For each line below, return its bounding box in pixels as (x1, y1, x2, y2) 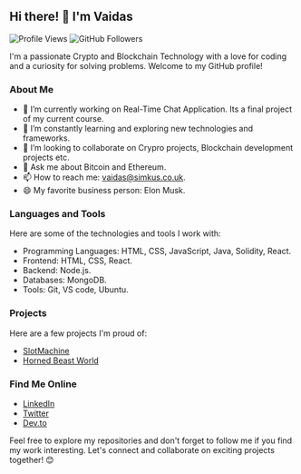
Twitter (22, 408, 50, 419)
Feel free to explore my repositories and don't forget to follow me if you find (9, 435, 293, 446)
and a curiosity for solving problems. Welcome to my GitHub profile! (9, 60, 263, 71)
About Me (9, 83, 54, 95)
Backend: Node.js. (22, 265, 92, 276)
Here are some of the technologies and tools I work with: (9, 228, 221, 239)
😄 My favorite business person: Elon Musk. (22, 185, 186, 196)
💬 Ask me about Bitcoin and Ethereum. (22, 162, 167, 173)
